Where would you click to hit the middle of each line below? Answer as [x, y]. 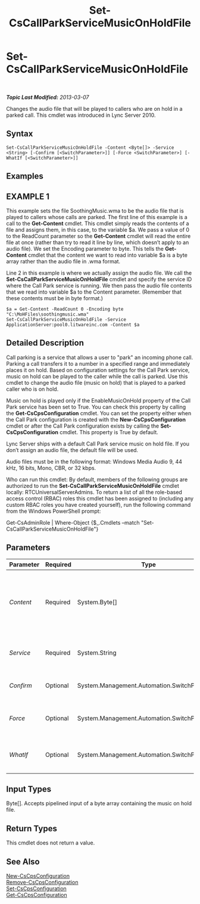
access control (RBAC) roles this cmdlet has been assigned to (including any [100, 498]
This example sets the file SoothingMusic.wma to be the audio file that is [95, 211]
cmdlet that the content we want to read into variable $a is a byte [107, 255]
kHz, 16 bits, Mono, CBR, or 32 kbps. [51, 467]
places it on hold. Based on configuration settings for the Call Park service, [98, 370]
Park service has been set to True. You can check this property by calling [96, 407]
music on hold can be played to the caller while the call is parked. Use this [97, 376]
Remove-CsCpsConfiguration [42, 883]
